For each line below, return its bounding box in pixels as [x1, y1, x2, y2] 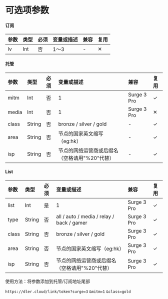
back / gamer [55, 219, 87, 226]
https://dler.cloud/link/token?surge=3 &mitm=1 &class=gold [5, 289, 131, 294]
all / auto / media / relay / [55, 213, 114, 220]
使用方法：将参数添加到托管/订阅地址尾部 [5, 278, 90, 284]
